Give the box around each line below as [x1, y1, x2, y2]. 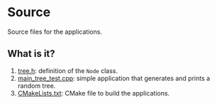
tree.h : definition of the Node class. [17, 66, 118, 74]
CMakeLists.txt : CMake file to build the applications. [17, 89, 170, 97]
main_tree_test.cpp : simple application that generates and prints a [17, 74, 211, 82]
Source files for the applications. [7, 27, 103, 36]
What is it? [7, 48, 55, 60]
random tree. [17, 82, 56, 90]
